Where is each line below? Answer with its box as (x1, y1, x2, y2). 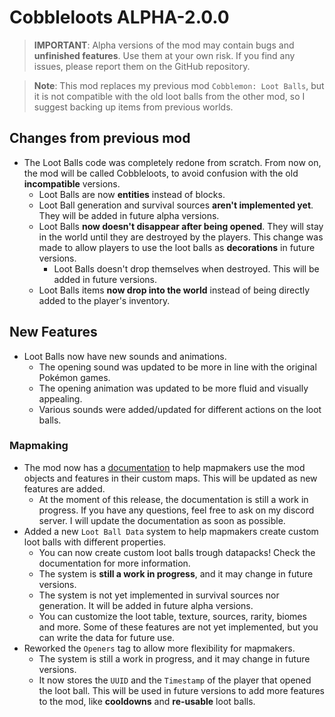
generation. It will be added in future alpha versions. (38, 599, 254, 611)
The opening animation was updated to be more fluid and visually (38, 382, 309, 394)
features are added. (23, 482, 106, 495)
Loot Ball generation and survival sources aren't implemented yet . (38, 199, 314, 211)
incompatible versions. (23, 177, 121, 190)
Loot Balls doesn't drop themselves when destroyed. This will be (53, 262, 320, 275)
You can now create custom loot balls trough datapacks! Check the (38, 546, 316, 558)
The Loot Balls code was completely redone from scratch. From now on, (23, 156, 322, 168)
